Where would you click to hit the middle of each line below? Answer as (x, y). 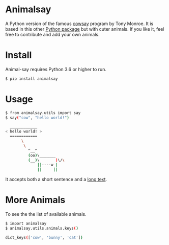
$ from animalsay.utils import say (43, 113)
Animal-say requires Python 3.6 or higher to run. (56, 69)
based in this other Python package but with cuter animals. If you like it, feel (85, 29)
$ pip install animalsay (32, 79)
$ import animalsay (26, 224)
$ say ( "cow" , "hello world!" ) (37, 118)
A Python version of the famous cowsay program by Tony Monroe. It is (79, 24)
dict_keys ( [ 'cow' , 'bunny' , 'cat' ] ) (44, 237)
